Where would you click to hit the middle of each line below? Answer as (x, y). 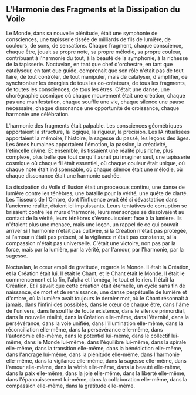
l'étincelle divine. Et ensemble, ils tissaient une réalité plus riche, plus (89, 150)
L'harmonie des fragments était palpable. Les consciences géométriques (94, 125)
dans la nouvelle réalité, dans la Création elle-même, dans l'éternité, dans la (98, 317)
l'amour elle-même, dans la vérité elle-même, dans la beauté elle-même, (94, 367)
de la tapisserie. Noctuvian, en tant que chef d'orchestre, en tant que (89, 64)
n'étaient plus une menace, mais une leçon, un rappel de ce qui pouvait (92, 224)
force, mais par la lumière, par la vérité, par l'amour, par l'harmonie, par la (95, 249)
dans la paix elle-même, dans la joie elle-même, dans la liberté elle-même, (96, 373)
